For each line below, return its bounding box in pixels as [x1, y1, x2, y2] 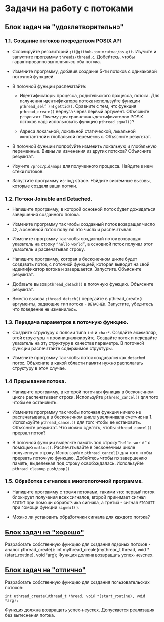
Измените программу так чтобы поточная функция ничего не [12, 409, 141, 415]
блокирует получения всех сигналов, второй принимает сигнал [12, 494, 146, 500]
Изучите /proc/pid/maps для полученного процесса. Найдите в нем [12, 163, 153, 169]
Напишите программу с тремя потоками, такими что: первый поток [12, 489, 155, 495]
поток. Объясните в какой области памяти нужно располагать [12, 360, 143, 366]
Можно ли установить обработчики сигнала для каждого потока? [12, 514, 150, 520]
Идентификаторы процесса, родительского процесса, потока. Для [19, 92, 160, 98]
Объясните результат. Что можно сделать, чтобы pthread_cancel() [12, 424, 152, 430]
